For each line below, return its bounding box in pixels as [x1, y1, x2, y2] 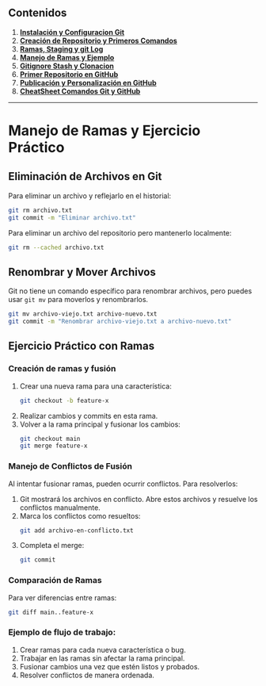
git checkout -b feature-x [19, 397, 109, 404]
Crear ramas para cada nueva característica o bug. [19, 645, 186, 654]
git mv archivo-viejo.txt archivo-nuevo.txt [8, 310, 158, 318]
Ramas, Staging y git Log [19, 44, 104, 54]
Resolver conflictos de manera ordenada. [19, 670, 154, 680]
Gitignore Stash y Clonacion [19, 61, 115, 71]
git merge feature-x [19, 442, 88, 450]
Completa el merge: [19, 541, 85, 550]
